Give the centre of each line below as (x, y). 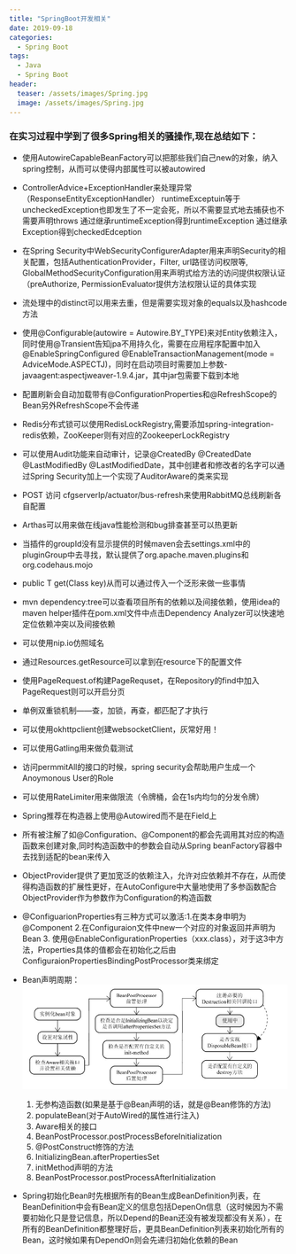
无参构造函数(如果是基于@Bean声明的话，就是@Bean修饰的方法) (153, 1104)
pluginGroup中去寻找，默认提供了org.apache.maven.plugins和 (135, 555)
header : (23, 84)
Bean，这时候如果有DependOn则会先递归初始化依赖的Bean (130, 1240)
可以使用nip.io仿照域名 (63, 643)
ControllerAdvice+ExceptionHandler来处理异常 (107, 187)
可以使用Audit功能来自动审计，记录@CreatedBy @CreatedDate (137, 454)
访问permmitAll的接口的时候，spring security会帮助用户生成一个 (139, 767)
